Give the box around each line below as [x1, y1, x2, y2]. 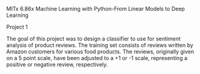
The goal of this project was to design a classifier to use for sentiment [6, 35, 181, 42]
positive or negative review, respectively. [6, 61, 108, 68]
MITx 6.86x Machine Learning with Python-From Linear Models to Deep [6, 5, 185, 12]
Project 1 [6, 24, 28, 30]
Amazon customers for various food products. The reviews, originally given [6, 48, 195, 55]
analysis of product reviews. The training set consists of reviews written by [6, 42, 194, 49]
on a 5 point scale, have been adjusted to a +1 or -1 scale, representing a [6, 55, 188, 61]
